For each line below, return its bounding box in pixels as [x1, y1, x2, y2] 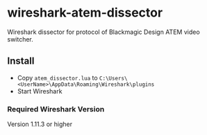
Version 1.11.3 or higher [7, 120, 73, 129]
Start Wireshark [17, 87, 63, 95]
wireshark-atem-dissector [7, 5, 163, 21]
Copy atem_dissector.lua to [17, 73, 99, 82]
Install [7, 55, 35, 67]
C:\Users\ [99, 75, 128, 82]
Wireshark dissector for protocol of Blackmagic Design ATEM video [7, 28, 200, 36]
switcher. [7, 35, 33, 43]
